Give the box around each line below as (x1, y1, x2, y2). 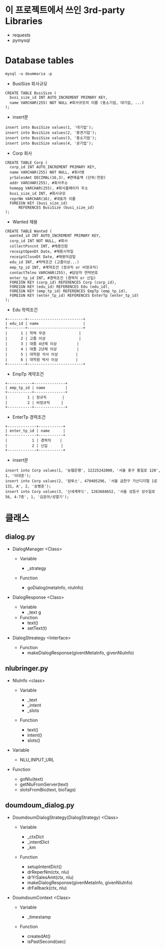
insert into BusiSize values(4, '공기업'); (5, 141, 93, 146)
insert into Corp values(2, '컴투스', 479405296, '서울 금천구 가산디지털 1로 (5, 478, 158, 483)
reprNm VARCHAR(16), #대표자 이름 (9, 196, 76, 201)
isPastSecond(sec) (27, 939, 66, 945)
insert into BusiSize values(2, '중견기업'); (5, 130, 97, 135)
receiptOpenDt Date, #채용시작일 (9, 249, 74, 254)
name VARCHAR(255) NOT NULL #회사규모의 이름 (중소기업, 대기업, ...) (9, 100, 144, 105)
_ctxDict (27, 834, 44, 840)
